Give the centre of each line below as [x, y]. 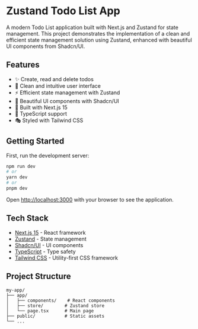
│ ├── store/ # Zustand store [55, 306]
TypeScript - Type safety [45, 251]
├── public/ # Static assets [55, 316]
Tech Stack [27, 218]
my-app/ [16, 290]
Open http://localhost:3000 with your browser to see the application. [90, 199]
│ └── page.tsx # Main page [50, 311]
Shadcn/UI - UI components [49, 245]
